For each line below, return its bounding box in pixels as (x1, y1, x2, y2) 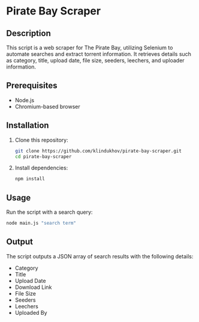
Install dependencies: (14, 164, 68, 172)
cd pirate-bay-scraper (14, 153, 72, 160)
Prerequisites (6, 80, 58, 91)
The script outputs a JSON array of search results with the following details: (6, 252, 194, 260)
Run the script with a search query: (6, 208, 93, 216)
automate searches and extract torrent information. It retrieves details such (6, 50, 192, 58)
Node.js (14, 96, 35, 103)
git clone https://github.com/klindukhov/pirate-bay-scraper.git (14, 148, 182, 154)
